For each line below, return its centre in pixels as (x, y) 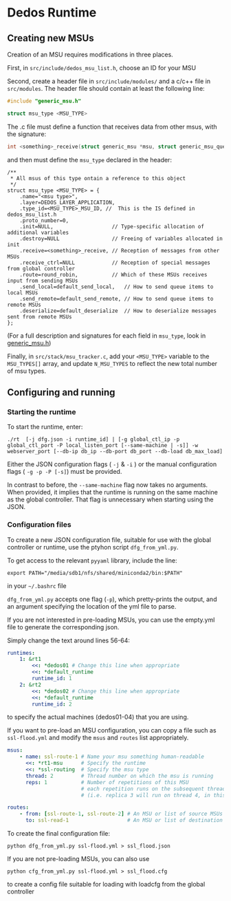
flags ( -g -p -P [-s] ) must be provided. (65, 472)
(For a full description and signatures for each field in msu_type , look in (107, 336)
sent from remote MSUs (40, 317)
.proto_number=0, (44, 220)
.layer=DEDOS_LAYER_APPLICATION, (67, 202)
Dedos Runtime (52, 13)
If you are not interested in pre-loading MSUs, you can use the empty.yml (111, 620)
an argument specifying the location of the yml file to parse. (92, 606)
